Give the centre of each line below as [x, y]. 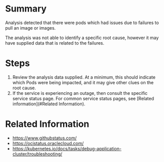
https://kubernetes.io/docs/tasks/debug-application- [67, 148]
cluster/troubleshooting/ [37, 154]
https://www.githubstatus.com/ [44, 138]
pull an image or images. [30, 28]
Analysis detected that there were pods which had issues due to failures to [82, 23]
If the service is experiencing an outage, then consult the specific [80, 93]
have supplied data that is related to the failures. [55, 43]
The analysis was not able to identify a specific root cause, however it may [82, 38]
